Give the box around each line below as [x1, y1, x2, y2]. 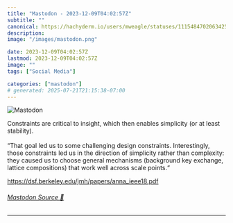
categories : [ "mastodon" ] [7, 81, 82, 88]
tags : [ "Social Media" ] [7, 67, 76, 75]
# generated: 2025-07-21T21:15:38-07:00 [7, 87, 126, 94]
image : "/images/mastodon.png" [7, 36, 98, 43]
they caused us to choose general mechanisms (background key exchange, [7, 156, 224, 165]
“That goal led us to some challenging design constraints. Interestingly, [7, 142, 210, 150]
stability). [7, 126, 34, 135]
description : [7, 29, 45, 37]
